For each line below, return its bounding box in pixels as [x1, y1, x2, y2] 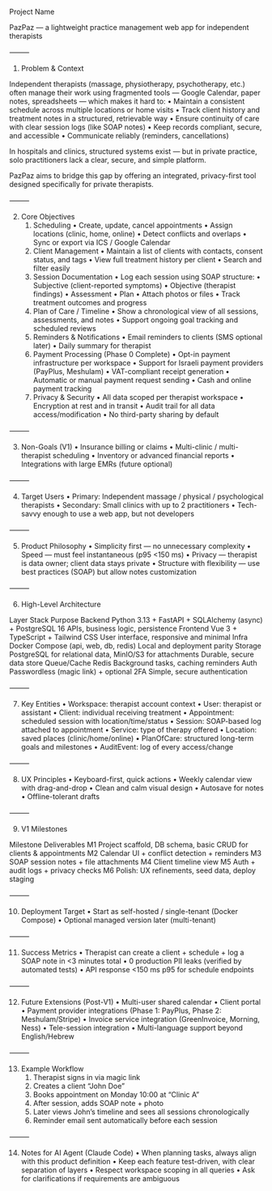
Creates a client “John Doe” [32, 1081, 125, 1091]
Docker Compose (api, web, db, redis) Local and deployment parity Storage [9, 641, 262, 650]
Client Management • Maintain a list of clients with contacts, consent [32, 246, 263, 256]
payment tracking [32, 384, 92, 393]
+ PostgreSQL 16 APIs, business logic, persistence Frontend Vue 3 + [9, 623, 238, 633]
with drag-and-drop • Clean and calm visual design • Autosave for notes [20, 783, 264, 793]
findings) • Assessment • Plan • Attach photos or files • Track [32, 289, 241, 299]
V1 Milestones [20, 824, 68, 833]
